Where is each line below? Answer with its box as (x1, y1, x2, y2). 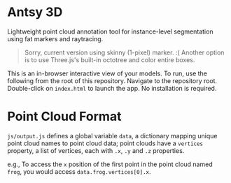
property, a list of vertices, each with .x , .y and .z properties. (7, 146, 185, 154)
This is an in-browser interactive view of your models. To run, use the (7, 69, 208, 78)
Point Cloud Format (7, 109, 122, 124)
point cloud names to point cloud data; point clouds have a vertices (7, 139, 204, 147)
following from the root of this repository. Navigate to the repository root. (7, 76, 218, 85)
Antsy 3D (7, 4, 63, 20)
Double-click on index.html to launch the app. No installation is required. (7, 84, 217, 92)
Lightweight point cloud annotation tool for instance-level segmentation (7, 27, 213, 36)
